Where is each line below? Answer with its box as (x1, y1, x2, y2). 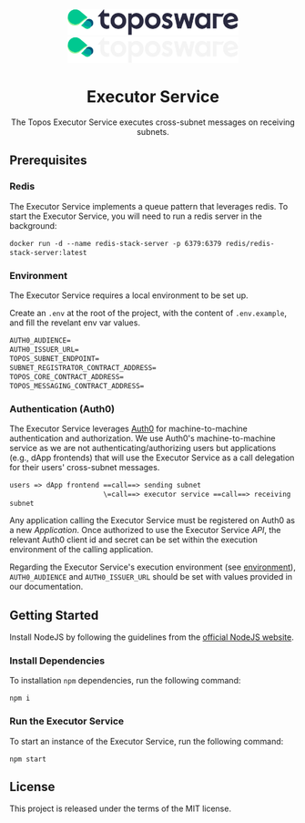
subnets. (136, 126, 170, 137)
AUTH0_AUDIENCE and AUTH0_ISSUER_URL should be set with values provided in (9, 571, 293, 582)
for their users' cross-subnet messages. (9, 462, 160, 473)
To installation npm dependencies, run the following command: (9, 675, 241, 686)
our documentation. (9, 581, 84, 592)
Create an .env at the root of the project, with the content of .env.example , (9, 307, 288, 318)
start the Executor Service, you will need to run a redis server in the (9, 211, 262, 221)
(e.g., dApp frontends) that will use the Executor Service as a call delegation (9, 452, 295, 463)
